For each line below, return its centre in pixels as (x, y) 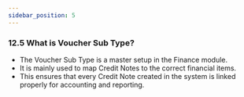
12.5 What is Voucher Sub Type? (72, 42)
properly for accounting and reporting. (82, 84)
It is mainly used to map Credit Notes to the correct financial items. (128, 68)
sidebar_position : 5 (42, 15)
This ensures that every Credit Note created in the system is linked (128, 76)
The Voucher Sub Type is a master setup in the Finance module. (124, 59)
